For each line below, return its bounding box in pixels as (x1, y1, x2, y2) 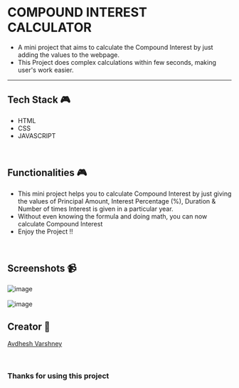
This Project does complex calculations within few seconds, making (17, 58, 217, 66)
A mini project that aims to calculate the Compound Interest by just (17, 43, 213, 51)
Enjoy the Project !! (17, 227, 73, 236)
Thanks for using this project (7, 371, 110, 381)
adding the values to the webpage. (17, 51, 119, 59)
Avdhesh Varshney (7, 340, 63, 348)
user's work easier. (17, 65, 74, 74)
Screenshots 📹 (7, 262, 77, 274)
